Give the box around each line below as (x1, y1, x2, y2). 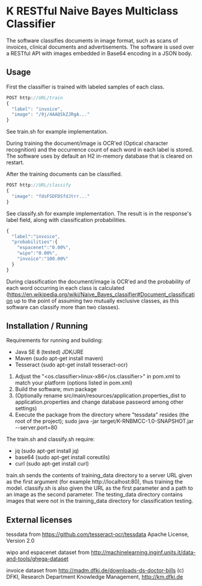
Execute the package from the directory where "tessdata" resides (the (14, 411, 189, 419)
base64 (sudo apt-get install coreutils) (14, 454, 110, 461)
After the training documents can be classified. (6, 170, 123, 178)
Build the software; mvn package (14, 386, 97, 393)
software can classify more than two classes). (6, 303, 120, 310)
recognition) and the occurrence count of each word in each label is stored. (6, 146, 194, 153)
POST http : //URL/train (6, 94, 63, 100)
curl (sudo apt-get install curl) (14, 460, 89, 467)
